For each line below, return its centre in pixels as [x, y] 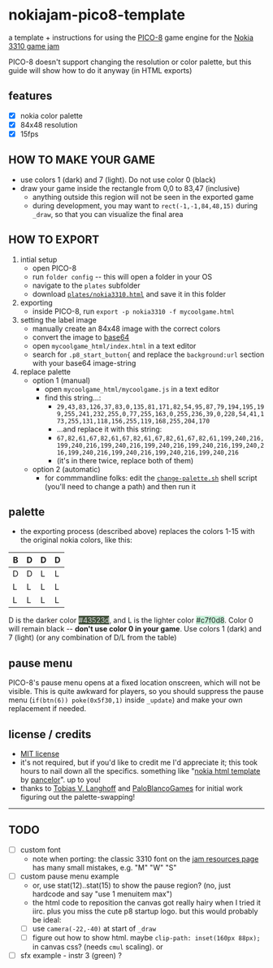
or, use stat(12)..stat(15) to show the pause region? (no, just [132, 885]
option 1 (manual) [61, 380]
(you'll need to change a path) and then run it [120, 486]
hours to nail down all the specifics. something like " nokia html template [140, 771]
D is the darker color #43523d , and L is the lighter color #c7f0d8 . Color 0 [131, 620]
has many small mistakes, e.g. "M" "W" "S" [104, 867]
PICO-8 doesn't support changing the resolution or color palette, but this [130, 62]
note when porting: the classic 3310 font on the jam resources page [145, 858]
